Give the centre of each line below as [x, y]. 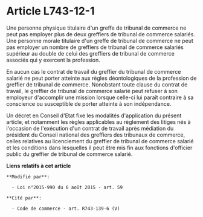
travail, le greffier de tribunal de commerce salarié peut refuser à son [92, 91]
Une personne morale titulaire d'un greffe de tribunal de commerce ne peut [100, 40]
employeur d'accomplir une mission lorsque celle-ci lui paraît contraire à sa [100, 97]
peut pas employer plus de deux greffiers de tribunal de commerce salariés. [101, 34]
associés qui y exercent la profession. [53, 60]
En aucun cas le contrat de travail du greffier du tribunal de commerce [94, 71]
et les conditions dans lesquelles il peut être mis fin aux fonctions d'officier [99, 147]
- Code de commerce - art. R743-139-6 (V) [66, 209]
